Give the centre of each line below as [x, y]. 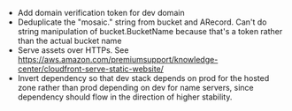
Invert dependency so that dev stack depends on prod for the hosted [143, 78]
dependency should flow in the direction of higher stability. [125, 97]
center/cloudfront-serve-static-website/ [90, 69]
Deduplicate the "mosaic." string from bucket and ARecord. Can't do [142, 22]
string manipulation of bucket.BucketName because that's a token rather [150, 31]
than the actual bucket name [69, 41]
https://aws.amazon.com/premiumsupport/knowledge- [118, 59]
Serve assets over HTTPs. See [73, 50]
